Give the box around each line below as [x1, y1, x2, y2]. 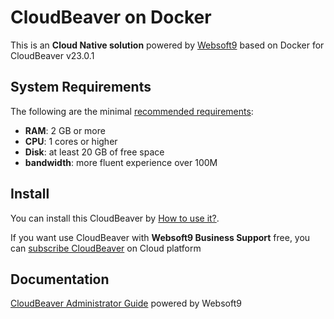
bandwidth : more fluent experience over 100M [24, 156, 218, 168]
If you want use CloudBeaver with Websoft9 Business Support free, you [10, 231, 311, 243]
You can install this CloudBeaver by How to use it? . [10, 212, 220, 224]
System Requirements [10, 79, 152, 96]
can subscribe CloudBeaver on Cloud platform [10, 242, 202, 254]
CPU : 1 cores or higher [24, 135, 118, 147]
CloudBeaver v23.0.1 [10, 49, 95, 61]
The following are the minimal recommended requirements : [10, 105, 254, 117]
